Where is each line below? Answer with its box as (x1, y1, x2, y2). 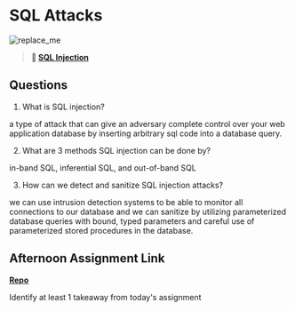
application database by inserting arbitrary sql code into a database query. (9, 128, 283, 139)
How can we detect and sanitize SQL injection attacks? (21, 179, 224, 190)
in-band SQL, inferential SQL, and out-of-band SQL (9, 162, 197, 173)
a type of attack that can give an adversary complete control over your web (9, 118, 286, 129)
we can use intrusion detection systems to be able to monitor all (9, 196, 243, 207)
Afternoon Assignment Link (9, 251, 165, 267)
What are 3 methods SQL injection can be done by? (21, 145, 211, 155)
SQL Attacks (9, 5, 103, 26)
